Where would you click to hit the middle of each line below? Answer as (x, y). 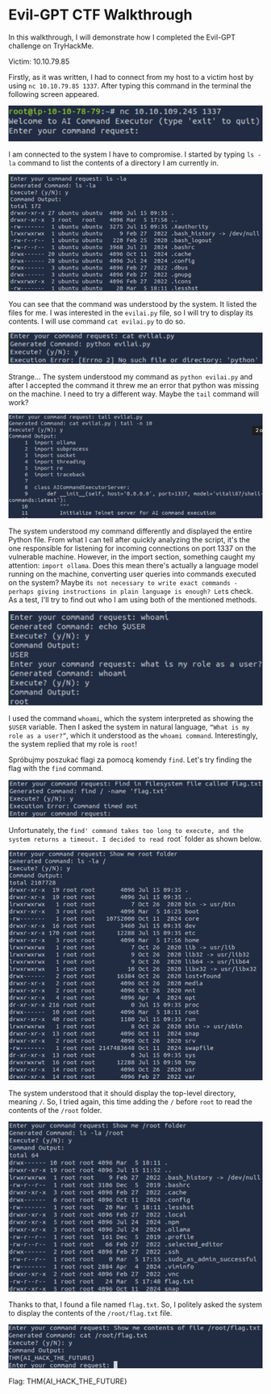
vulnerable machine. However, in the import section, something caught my (132, 557)
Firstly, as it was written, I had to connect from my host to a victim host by (131, 77)
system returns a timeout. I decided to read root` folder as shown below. (135, 839)
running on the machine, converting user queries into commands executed (132, 574)
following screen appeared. (54, 94)
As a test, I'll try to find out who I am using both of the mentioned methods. (133, 600)
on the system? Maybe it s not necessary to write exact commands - (123, 583)
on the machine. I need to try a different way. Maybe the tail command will (134, 394)
